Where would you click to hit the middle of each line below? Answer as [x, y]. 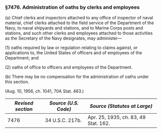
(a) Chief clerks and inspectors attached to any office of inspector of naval [79, 18]
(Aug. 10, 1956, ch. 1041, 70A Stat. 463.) [45, 91]
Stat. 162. [99, 123]
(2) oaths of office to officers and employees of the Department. [69, 67]
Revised [24, 103]
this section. [17, 82]
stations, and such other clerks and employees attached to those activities [79, 33]
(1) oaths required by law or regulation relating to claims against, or [71, 48]
